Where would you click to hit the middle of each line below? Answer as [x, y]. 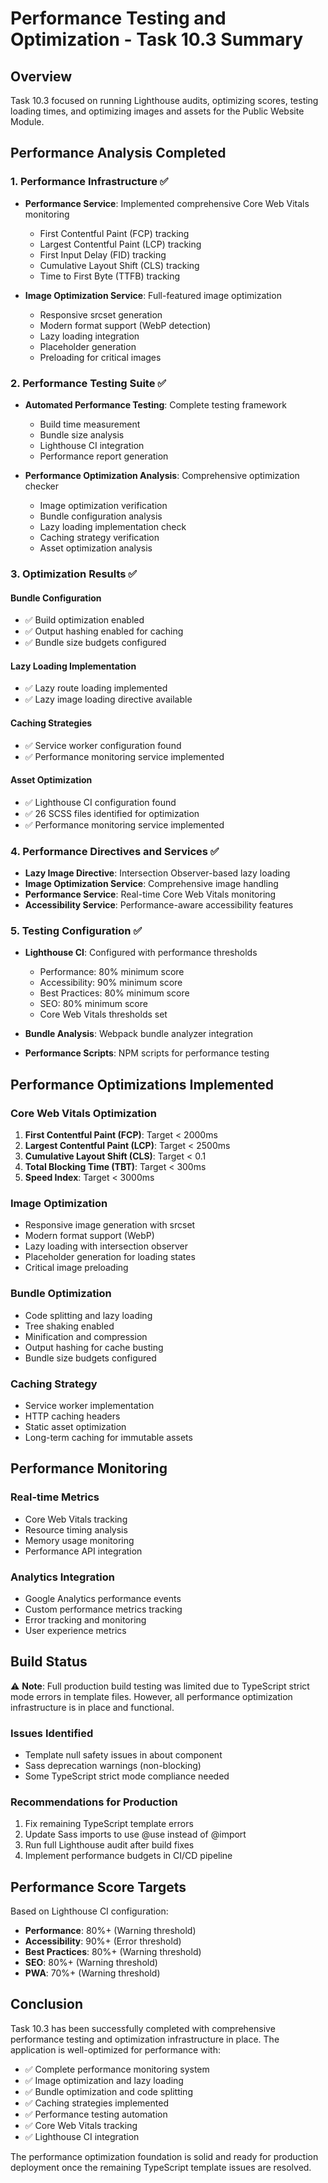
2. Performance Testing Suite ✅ [88, 383]
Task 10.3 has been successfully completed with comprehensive [143, 2028]
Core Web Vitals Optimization [84, 1113]
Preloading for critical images [100, 357]
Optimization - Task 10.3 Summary [157, 39]
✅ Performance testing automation [96, 2114]
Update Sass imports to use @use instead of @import [135, 1834]
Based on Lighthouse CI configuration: [89, 1911]
